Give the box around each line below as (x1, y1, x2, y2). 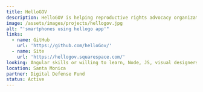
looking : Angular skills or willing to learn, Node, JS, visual (6, 59, 172, 65)
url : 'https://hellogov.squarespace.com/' (17, 54, 126, 60)
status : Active (6, 76, 45, 82)
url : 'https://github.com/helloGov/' (17, 43, 112, 49)
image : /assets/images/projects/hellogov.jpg (6, 20, 123, 26)
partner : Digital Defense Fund (6, 71, 85, 77)
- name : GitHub (11, 37, 50, 43)
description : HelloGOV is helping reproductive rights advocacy (6, 15, 172, 21)
